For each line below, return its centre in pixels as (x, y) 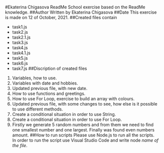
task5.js (20, 58)
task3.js (20, 43)
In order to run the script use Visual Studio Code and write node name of (85, 140)
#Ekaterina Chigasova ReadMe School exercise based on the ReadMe (75, 7)
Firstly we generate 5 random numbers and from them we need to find (83, 125)
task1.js (20, 27)
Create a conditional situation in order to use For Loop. (67, 120)
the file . (20, 145)
